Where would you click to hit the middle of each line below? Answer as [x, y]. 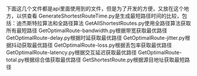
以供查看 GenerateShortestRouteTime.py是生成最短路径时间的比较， [99, 16]
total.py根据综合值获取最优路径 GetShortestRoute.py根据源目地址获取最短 [96, 60]
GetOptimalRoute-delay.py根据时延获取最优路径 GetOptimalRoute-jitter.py [96, 38]
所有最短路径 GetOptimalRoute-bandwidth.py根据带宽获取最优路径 [87, 30]
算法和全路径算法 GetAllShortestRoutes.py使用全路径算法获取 [116, 23]
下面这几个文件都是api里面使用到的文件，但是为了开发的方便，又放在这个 [95, 8]
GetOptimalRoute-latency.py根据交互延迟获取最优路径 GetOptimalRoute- [94, 52]
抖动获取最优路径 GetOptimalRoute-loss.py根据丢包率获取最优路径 [91, 45]
